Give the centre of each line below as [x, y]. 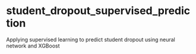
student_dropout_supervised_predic [98, 11]
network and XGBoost [33, 46]
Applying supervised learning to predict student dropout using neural [91, 39]
